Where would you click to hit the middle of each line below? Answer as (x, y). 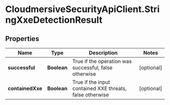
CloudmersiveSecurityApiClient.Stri (82, 9)
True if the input (91, 82)
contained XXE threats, (100, 88)
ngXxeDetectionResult (54, 20)
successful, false (93, 68)
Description (103, 53)
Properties (22, 39)
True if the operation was (102, 61)
